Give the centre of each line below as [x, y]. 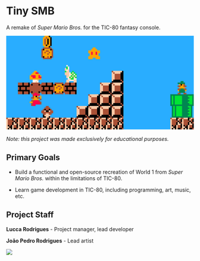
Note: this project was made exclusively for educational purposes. [87, 139]
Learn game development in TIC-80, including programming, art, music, [103, 190]
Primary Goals [33, 158]
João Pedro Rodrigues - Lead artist [50, 240]
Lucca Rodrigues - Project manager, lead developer [70, 229]
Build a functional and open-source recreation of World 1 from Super [99, 172]
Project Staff [30, 215]
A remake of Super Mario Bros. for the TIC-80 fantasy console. [83, 27]
